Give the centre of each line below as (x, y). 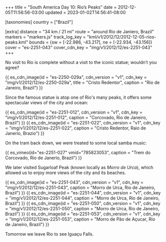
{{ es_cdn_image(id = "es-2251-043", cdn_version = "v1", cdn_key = (74, 182)
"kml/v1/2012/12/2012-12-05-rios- (122, 37)
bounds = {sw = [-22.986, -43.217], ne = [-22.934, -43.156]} (91, 42)
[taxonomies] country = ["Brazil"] (39, 22)
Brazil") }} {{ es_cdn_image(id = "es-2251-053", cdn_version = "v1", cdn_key (83, 214)
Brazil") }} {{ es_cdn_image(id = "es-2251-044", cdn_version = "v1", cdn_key (83, 193)
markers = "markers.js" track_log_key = (46, 37)
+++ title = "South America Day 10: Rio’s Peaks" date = (61, 7)
